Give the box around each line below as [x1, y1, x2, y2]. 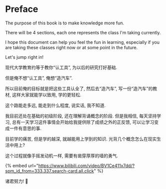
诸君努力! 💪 [5, 178, 28, 184]
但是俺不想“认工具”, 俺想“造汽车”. [5, 75, 73, 81]
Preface [5, 3, 38, 15]
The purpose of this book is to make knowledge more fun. [5, 20, 125, 26]
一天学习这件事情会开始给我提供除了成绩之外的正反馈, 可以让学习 [20, 119, 155, 125]
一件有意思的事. [9, 125, 42, 131]
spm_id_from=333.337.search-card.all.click [5, 168, 94, 174]
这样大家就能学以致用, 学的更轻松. [11, 92, 81, 97]
